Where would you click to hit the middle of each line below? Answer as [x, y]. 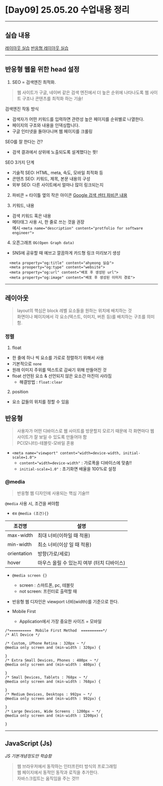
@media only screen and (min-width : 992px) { [53, 699]
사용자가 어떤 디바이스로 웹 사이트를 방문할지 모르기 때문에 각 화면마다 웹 [85, 431]
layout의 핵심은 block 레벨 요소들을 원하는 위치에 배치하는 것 [74, 311]
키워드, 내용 [23, 205]
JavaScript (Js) [29, 743]
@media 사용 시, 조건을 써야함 [32, 503]
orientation [20, 553]
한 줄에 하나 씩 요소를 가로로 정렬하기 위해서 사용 [58, 357]
